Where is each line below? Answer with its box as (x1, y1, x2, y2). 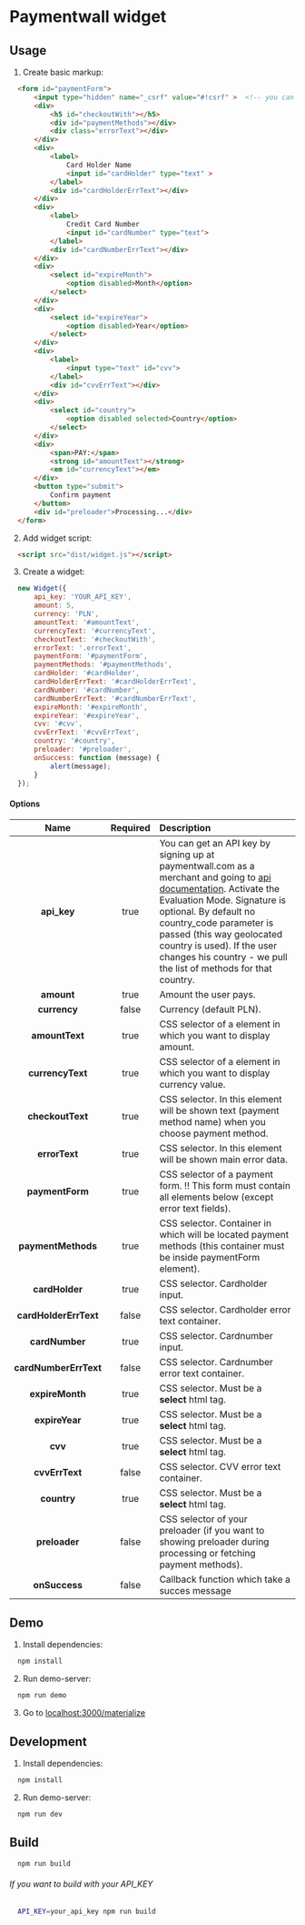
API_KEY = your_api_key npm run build (17, 1907, 156, 1916)
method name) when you (159, 1115, 266, 1128)
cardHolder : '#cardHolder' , (33, 669, 141, 678)
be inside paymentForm (159, 1251, 261, 1263)
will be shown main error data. (159, 1153, 288, 1166)
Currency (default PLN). (159, 1003, 261, 1016)
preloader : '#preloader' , (33, 745, 132, 754)
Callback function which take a (159, 1573, 290, 1586)
